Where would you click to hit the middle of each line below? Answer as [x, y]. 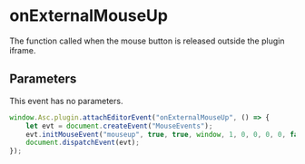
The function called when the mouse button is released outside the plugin [147, 41]
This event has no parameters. [66, 101]
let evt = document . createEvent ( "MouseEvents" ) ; [119, 126]
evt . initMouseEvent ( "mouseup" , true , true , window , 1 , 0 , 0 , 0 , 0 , [156, 134]
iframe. [23, 50]
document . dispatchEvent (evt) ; [83, 143]
